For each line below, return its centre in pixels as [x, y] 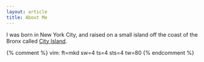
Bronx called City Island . [37, 41]
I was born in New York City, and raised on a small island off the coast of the [102, 34]
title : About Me [27, 17]
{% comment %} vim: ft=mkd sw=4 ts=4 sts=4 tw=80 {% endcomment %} [100, 52]
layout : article [27, 12]
